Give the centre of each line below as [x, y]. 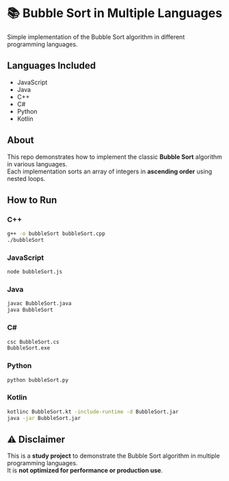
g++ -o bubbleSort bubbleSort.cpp [56, 234]
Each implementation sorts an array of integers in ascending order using [110, 171]
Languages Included [52, 66]
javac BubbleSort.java [39, 304]
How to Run [32, 200]
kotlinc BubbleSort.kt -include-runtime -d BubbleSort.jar [93, 412]
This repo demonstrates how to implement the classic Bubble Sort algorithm [114, 157]
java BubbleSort [30, 310]
